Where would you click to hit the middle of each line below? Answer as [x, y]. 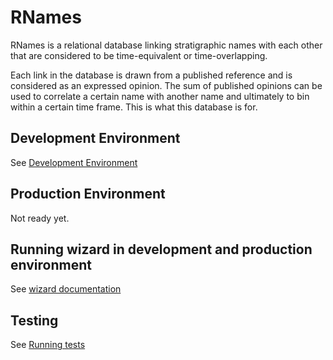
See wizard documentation [66, 289]
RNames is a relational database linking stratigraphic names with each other [166, 45]
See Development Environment [74, 162]
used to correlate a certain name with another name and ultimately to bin [160, 96]
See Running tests [48, 345]
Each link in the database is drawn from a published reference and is [151, 75]
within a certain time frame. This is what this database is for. [134, 107]
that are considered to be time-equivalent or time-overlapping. [139, 55]
